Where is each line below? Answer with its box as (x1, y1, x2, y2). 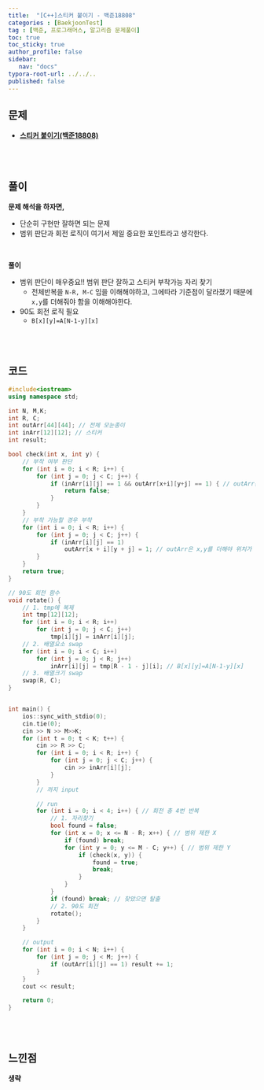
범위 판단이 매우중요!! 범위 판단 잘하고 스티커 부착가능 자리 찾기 (19, 277, 213, 287)
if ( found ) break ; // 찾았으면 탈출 (49, 895, 161, 903)
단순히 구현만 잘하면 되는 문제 (19, 219, 110, 228)
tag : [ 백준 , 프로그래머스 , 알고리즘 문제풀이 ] (8, 26, 141, 34)
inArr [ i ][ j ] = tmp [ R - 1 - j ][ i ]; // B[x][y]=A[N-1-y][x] (49, 662, 244, 670)
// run (36, 800, 58, 807)
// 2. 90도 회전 (49, 902, 99, 910)
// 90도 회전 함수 (8, 589, 60, 597)
